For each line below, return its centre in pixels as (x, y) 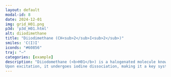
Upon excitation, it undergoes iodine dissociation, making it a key (81, 66)
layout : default (22, 10)
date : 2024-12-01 (24, 19)
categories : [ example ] (29, 57)
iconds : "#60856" (24, 48)
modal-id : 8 (18, 15)
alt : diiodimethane (26, 33)
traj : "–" (16, 52)
